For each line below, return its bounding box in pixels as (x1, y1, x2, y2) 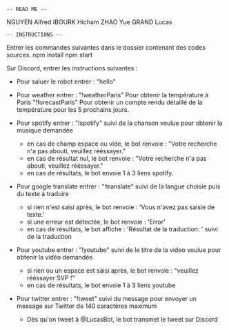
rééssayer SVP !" (26, 274, 75, 282)
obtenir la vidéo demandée (16, 253, 93, 261)
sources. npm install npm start (6, 51, 92, 59)
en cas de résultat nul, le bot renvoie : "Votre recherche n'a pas (26, 155, 207, 162)
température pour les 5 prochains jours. (16, 106, 129, 113)
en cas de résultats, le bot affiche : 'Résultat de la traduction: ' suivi (26, 225, 219, 233)
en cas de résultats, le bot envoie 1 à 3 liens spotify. (26, 169, 174, 177)
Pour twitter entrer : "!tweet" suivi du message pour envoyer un (16, 295, 197, 302)
